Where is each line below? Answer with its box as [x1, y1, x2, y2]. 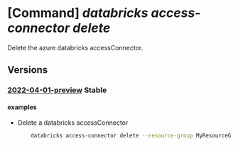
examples [7, 103, 37, 111]
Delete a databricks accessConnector [17, 118, 129, 127]
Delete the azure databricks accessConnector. [7, 43, 144, 52]
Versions [7, 64, 48, 76]
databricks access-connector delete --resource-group [31, 133, 193, 140]
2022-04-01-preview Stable [7, 85, 107, 95]
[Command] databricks [7, 5, 148, 21]
